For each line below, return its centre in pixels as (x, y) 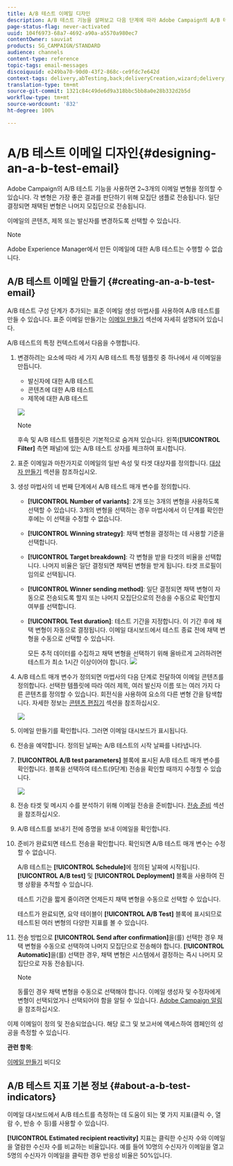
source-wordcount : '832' (43, 104)
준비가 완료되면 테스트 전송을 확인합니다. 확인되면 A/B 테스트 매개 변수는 (115, 843)
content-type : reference (43, 59)
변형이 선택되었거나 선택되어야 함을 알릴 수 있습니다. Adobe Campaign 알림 (120, 1000)
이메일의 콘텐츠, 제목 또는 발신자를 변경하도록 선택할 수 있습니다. (94, 220)
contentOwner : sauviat (40, 40)
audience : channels (35, 53)
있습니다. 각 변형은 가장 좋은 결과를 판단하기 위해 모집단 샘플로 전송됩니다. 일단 (113, 197)
